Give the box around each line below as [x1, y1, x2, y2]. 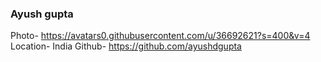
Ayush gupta [10, 7, 74, 21]
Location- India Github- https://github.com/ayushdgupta [10, 40, 242, 52]
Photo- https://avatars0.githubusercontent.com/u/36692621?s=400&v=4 [10, 30, 311, 42]
